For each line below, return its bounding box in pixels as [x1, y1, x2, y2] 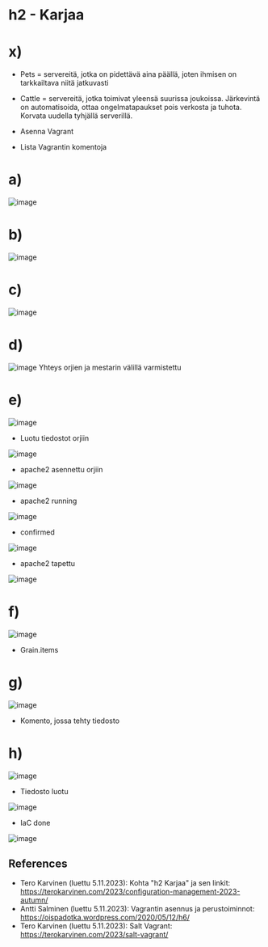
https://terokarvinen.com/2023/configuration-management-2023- [19, 887, 241, 897]
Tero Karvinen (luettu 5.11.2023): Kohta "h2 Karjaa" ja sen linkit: [19, 878, 231, 888]
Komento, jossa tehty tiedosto [19, 716, 119, 725]
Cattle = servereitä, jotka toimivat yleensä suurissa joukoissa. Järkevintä [19, 94, 261, 104]
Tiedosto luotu [19, 786, 69, 796]
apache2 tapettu [19, 558, 75, 568]
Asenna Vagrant [19, 127, 74, 137]
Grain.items [19, 645, 59, 654]
